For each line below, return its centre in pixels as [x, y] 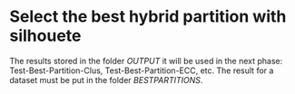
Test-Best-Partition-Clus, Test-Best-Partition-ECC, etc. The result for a [142, 70]
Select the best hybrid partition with [148, 17]
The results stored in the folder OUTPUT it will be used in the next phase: [146, 61]
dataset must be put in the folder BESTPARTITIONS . [106, 80]
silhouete [45, 36]
